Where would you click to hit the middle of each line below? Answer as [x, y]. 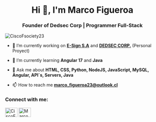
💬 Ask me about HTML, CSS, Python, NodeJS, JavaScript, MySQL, [80, 70]
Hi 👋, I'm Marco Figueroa [82, 10]
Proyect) [21, 51]
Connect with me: [27, 99]
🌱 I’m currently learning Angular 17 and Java [57, 61]
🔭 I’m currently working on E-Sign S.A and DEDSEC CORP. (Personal [82, 46]
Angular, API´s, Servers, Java [43, 75]
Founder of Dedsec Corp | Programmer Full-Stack [82, 26]
